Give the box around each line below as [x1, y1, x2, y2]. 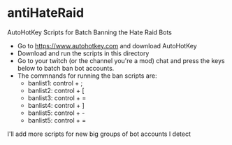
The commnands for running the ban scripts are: [17, 71, 157, 80]
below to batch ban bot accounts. [17, 64, 115, 72]
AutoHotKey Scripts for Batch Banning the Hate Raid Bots [7, 28, 173, 36]
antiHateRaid [7, 5, 85, 21]
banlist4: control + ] [27, 101, 85, 109]
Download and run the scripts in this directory [17, 49, 150, 57]
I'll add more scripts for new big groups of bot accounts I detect [7, 130, 191, 138]
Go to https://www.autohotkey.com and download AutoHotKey [17, 41, 197, 50]
